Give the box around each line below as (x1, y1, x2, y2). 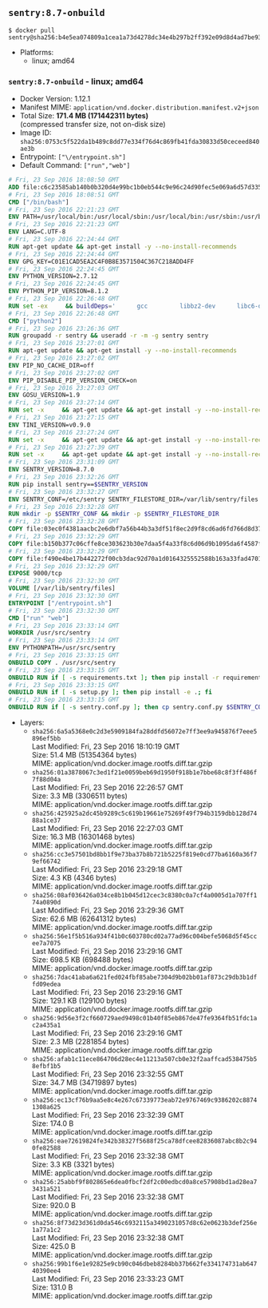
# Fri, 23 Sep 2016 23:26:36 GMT (8, 324, 120, 332)
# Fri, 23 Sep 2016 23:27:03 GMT (8, 384, 120, 392)
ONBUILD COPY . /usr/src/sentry (8, 658, 116, 666)
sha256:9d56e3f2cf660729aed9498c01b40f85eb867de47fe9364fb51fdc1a (31, 1015, 258, 1023)
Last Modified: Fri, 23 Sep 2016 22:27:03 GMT (31, 824, 184, 833)
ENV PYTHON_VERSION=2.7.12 (8, 272, 98, 280)
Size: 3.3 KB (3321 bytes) (31, 1159, 115, 1170)
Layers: (19, 718, 45, 727)
